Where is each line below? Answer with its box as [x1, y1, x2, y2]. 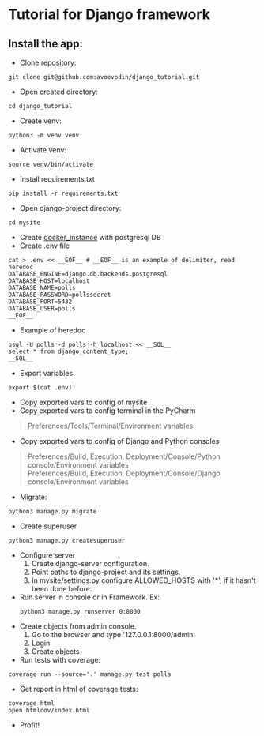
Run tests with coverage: [19, 655, 101, 664]
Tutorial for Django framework [8, 6, 211, 24]
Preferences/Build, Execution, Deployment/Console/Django [27, 468, 221, 478]
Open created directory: [19, 87, 99, 96]
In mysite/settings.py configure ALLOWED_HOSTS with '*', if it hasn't [31, 576, 256, 585]
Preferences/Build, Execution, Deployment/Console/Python [27, 452, 221, 461]
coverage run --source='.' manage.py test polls [8, 670, 172, 678]
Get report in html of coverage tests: [19, 685, 138, 693]
